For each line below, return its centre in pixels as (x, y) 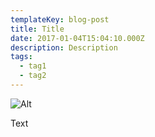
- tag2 (33, 76)
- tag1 (33, 66)
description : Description (64, 47)
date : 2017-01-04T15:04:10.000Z (77, 38)
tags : (21, 57)
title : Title (37, 29)
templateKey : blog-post (60, 19)
